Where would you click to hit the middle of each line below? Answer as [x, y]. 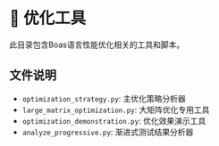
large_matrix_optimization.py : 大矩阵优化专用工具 [116, 109]
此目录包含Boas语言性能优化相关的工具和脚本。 [97, 45]
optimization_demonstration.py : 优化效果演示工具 [114, 120]
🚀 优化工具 [48, 18]
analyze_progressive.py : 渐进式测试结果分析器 [108, 132]
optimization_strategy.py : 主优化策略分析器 [104, 98]
